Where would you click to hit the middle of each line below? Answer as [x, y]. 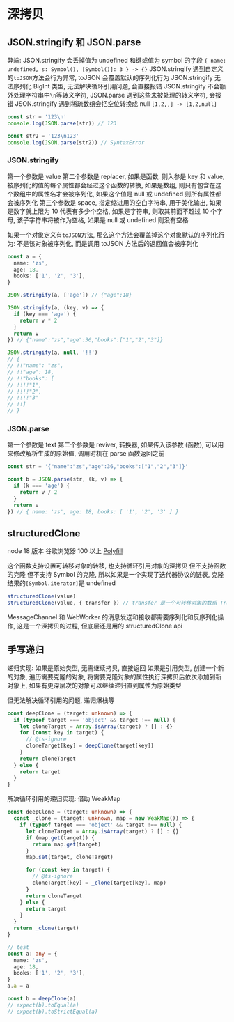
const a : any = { [32, 954]
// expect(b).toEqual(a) [43, 1005]
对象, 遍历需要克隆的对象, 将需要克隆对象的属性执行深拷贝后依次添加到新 [117, 676]
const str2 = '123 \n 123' [43, 136]
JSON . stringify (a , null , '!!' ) [53, 353]
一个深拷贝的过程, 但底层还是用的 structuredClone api [106, 626]
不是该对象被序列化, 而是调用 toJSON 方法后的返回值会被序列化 [107, 243]
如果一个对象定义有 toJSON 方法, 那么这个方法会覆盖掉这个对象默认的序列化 [113, 235]
